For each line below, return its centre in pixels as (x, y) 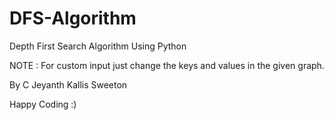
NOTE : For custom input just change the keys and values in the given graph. (167, 65)
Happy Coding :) (43, 104)
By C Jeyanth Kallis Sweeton (68, 84)
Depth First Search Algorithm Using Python (98, 46)
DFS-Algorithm (73, 18)
